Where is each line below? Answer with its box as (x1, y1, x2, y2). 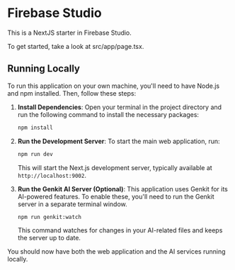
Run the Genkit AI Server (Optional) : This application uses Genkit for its (17, 184, 228, 193)
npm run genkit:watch (17, 213, 81, 220)
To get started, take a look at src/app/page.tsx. (7, 42, 144, 50)
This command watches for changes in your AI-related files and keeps (17, 226, 223, 235)
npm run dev (17, 150, 53, 157)
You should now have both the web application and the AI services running (7, 247, 226, 256)
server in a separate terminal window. (17, 200, 127, 208)
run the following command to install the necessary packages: (17, 110, 200, 118)
